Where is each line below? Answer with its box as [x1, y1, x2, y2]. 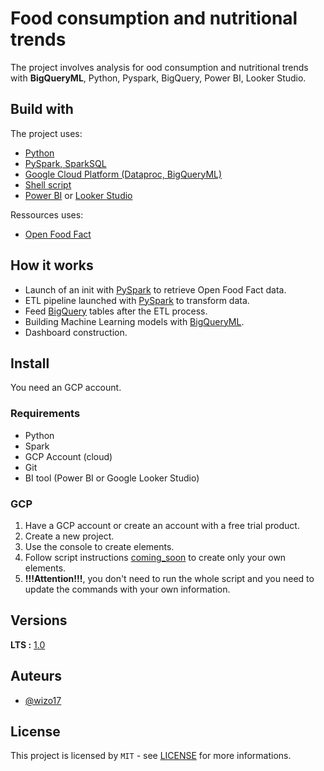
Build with [10, 101, 74, 118]
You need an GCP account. [10, 382, 122, 394]
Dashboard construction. [24, 326, 128, 338]
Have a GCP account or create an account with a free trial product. [24, 519, 300, 531]
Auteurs [10, 668, 63, 685]
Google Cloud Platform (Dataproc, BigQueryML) [24, 168, 223, 180]
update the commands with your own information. [24, 583, 231, 595]
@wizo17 [24, 694, 62, 706]
